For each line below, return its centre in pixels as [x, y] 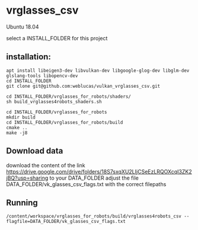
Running [22, 202]
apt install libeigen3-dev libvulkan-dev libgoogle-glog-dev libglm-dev [98, 71]
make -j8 [17, 133]
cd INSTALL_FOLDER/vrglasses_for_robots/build [65, 122]
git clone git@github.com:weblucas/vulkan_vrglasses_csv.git [83, 86]
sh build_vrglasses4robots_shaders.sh [54, 101]
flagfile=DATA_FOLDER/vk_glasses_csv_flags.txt [66, 222]
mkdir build [21, 117]
